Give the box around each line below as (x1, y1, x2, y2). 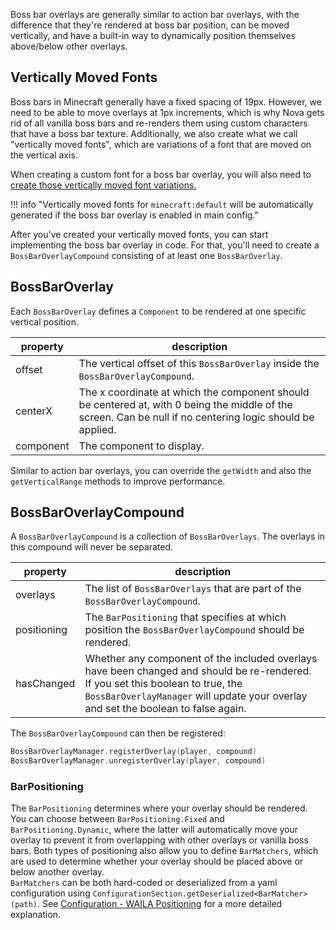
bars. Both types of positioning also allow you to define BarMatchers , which (10, 845, 319, 857)
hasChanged (15, 677, 76, 691)
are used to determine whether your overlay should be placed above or (10, 855, 304, 868)
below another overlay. (10, 866, 105, 878)
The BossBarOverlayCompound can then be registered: (10, 727, 226, 739)
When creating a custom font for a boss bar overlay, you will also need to (10, 168, 312, 180)
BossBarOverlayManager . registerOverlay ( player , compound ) (10, 747, 257, 757)
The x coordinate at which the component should (78, 385, 310, 399)
